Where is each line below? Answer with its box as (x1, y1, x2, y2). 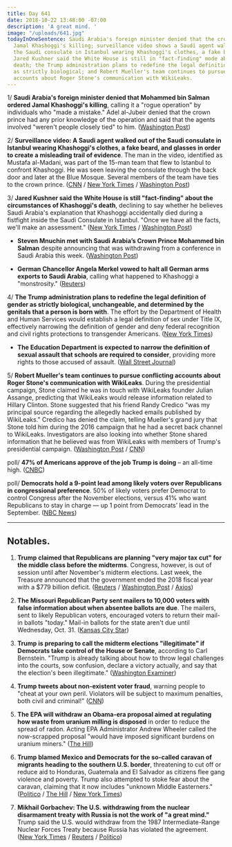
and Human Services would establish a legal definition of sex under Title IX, (7, 315, 222, 323)
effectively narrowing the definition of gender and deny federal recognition (7, 323, 220, 331)
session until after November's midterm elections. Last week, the (17, 569, 202, 577)
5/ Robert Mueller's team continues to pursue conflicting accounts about (7, 371, 221, 380)
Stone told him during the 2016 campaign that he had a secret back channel (7, 423, 223, 431)
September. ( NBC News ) (7, 508, 77, 517)
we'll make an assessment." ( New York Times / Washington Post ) (7, 223, 193, 232)
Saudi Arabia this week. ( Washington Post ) (17, 251, 139, 260)
